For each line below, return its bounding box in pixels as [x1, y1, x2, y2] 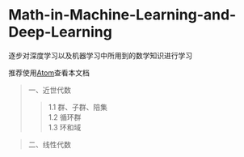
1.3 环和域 [48, 122, 82, 132]
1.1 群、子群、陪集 [48, 102, 107, 112]
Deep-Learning [8, 23, 113, 41]
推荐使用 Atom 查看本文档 [8, 67, 90, 78]
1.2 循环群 [48, 112, 82, 122]
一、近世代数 [27, 85, 71, 95]
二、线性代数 [27, 139, 71, 149]
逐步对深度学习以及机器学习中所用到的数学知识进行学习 [8, 50, 192, 60]
